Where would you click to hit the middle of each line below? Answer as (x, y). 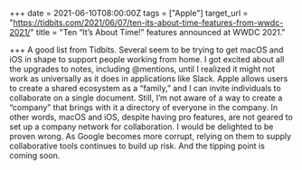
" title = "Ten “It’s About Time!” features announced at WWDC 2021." (158, 32)
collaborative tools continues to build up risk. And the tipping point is (137, 146)
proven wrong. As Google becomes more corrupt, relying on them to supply (151, 136)
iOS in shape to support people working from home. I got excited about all (147, 59)
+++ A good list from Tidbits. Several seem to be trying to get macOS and (146, 50)
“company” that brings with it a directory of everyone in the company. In (144, 107)
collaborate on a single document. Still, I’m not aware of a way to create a (146, 98)
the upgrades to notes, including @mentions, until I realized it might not (142, 69)
